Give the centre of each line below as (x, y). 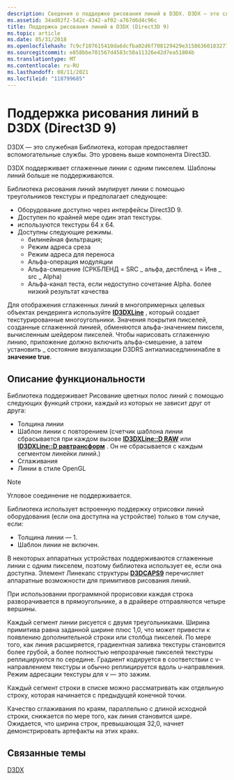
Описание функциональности (76, 378)
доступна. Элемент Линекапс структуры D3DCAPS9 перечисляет (106, 573)
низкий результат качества (68, 292)
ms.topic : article (34, 33)
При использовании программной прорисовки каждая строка (100, 594)
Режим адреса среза (59, 247)
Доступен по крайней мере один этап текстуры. (89, 218)
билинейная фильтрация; (65, 240)
